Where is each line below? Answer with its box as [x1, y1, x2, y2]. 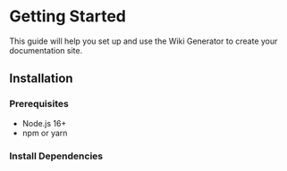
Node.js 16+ [21, 118, 67, 128]
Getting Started [9, 6, 127, 27]
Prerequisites [9, 98, 69, 110]
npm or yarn [21, 127, 68, 138]
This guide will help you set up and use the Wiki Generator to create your [9, 36, 278, 46]
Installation [9, 71, 73, 86]
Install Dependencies [9, 150, 104, 162]
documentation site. [9, 45, 83, 55]
